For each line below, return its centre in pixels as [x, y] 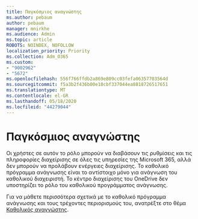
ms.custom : [20, 62]
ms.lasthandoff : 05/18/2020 [42, 101]
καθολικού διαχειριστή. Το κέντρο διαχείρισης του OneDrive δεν [87, 179]
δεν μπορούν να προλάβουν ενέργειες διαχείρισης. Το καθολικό [88, 166]
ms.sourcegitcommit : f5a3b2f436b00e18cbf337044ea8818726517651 [87, 85]
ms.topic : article [29, 40]
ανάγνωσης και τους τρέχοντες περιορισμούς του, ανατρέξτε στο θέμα [96, 203]
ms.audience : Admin [31, 34]
